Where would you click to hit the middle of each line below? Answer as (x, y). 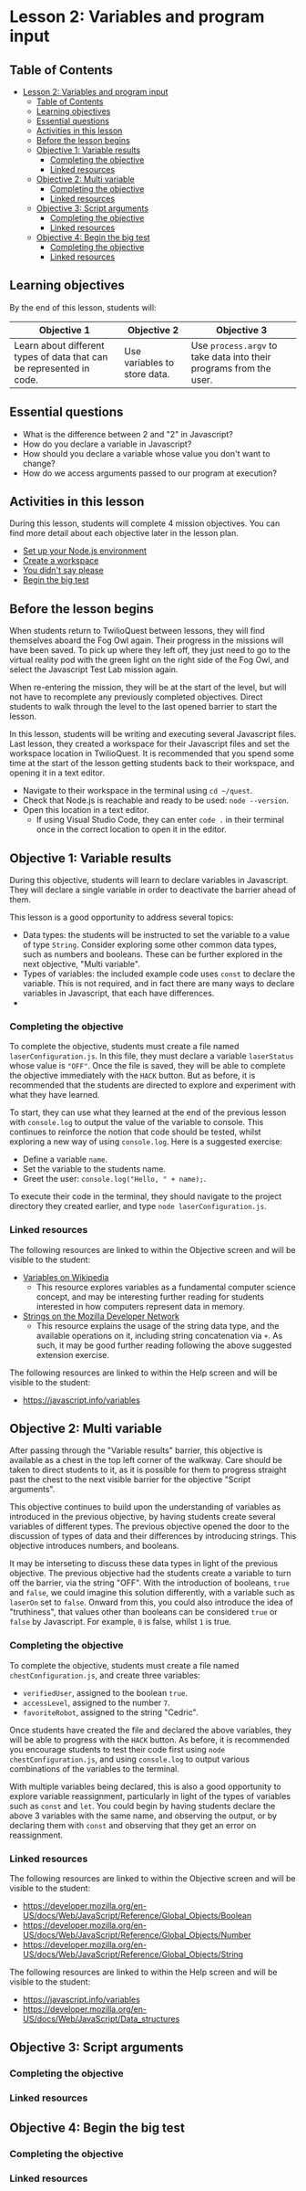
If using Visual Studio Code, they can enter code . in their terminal (160, 820)
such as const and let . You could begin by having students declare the (143, 1806)
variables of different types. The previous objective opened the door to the (149, 1526)
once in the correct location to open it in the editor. (131, 829)
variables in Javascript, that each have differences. (118, 994)
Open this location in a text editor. (86, 810)
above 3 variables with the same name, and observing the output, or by (143, 1816)
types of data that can (61, 356)
